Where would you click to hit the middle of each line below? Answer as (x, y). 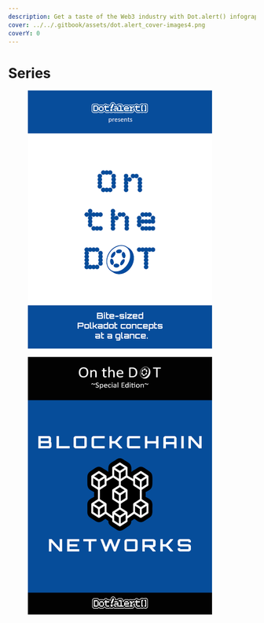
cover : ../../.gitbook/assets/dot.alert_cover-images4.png (107, 25)
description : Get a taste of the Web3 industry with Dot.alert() (117, 17)
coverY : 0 (24, 33)
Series (29, 73)
